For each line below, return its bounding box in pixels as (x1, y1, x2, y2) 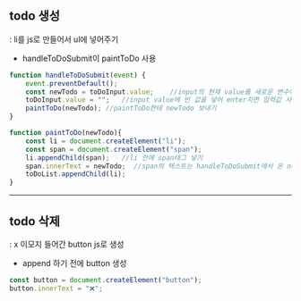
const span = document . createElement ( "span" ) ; (25, 145, 202, 154)
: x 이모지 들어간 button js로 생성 (9, 239, 125, 249)
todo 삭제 (9, 213, 61, 229)
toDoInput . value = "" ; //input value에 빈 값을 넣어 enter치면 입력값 (25, 96, 282, 105)
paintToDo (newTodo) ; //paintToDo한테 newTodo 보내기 (25, 104, 217, 113)
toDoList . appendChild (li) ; (25, 170, 126, 179)
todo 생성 (9, 8, 61, 24)
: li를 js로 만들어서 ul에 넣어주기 (9, 34, 119, 45)
